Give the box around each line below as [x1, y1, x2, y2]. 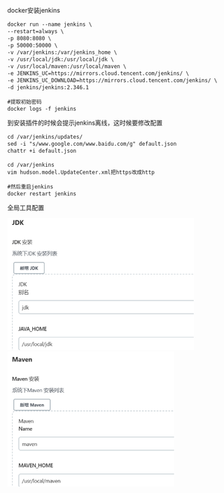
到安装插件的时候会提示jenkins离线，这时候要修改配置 [7, 118, 163, 127]
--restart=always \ [7, 28, 64, 35]
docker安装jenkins [7, 6, 61, 14]
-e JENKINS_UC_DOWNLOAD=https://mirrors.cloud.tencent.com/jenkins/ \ [7, 77, 218, 84]
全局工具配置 [7, 204, 44, 211]
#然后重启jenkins [7, 183, 54, 190]
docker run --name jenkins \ [7, 21, 92, 28]
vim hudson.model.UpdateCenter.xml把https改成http [7, 169, 155, 176]
